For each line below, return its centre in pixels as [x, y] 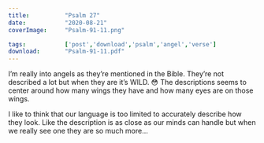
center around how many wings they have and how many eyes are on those [131, 90]
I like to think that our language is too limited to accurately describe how [125, 114]
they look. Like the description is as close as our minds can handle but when [132, 123]
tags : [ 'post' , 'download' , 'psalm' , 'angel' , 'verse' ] [112, 44]
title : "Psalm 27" [54, 15]
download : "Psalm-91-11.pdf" [67, 52]
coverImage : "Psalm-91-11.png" [67, 30]
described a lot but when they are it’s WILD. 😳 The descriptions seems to [127, 82]
